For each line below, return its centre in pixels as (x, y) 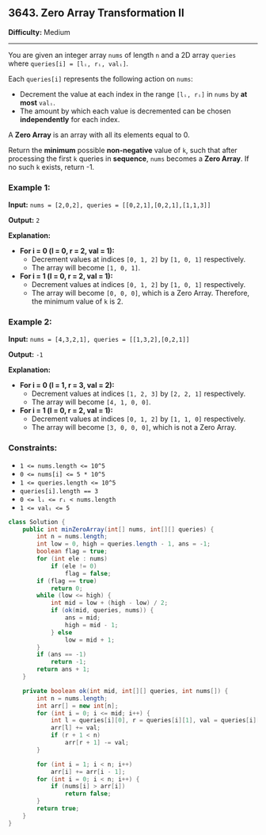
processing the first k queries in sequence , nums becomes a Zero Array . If (129, 159)
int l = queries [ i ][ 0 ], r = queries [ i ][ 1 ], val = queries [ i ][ (155, 721)
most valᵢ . (37, 102)
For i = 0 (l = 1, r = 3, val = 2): (67, 385)
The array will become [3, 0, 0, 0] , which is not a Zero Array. (134, 427)
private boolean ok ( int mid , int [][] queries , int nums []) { (125, 691)
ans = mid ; (83, 618)
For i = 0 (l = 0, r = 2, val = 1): (67, 251)
